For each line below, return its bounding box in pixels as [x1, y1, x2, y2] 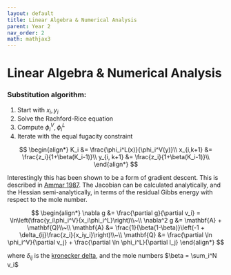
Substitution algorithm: [7, 90, 87, 100]
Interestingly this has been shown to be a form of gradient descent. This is [7, 173, 219, 181]
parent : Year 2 [7, 23, 51, 30]
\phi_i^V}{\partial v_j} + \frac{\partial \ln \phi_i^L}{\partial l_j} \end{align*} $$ [7, 238, 225, 246]
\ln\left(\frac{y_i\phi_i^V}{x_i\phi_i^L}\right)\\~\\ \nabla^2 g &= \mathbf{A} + [10, 216, 222, 224]
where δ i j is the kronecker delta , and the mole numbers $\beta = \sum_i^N [7, 251, 217, 261]
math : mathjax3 [7, 36, 51, 43]
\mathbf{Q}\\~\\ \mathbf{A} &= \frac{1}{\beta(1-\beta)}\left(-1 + [26, 223, 205, 232]
